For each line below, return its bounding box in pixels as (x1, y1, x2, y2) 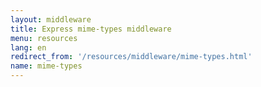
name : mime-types (10, 61, 83, 71)
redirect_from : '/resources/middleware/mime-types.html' (10, 52, 253, 62)
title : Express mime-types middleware (10, 24, 172, 34)
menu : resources (10, 33, 78, 43)
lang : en (10, 42, 47, 53)
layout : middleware (10, 14, 92, 25)
